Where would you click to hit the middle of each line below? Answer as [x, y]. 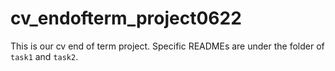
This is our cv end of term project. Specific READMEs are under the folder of [167, 46]
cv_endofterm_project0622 [126, 18]
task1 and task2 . [44, 56]
